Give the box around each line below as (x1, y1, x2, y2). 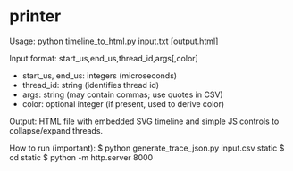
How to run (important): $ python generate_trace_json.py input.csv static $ (9, 142, 285, 153)
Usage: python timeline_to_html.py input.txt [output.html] (9, 36, 219, 46)
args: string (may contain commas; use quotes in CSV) (21, 89, 223, 100)
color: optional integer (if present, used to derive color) (21, 98, 225, 109)
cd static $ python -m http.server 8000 (9, 151, 154, 162)
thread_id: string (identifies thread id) (21, 79, 159, 90)
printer (9, 6, 62, 27)
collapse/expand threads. (9, 125, 104, 135)
